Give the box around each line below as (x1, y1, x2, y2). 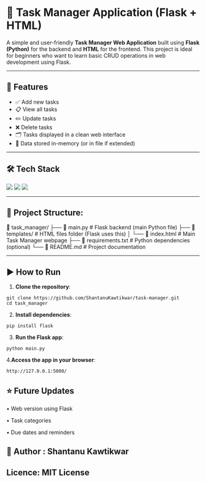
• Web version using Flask (6, 405, 73, 412)
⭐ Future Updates (6, 386, 75, 396)
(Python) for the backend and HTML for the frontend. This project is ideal (6, 45, 193, 53)
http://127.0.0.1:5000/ (6, 368, 67, 375)
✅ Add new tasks (15, 98, 59, 105)
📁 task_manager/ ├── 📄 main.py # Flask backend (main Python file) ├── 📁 (6, 224, 196, 231)
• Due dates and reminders (6, 429, 75, 436)
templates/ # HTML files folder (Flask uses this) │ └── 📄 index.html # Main (6, 230, 196, 238)
